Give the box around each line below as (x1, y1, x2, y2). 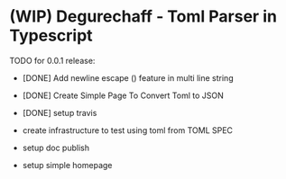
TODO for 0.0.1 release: (9, 55, 96, 66)
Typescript (9, 25, 93, 46)
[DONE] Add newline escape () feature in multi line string (22, 72, 234, 83)
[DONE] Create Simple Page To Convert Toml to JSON (22, 90, 224, 101)
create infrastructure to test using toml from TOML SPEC (22, 124, 233, 136)
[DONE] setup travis (22, 107, 97, 118)
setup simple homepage (22, 159, 113, 170)
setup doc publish (22, 142, 90, 153)
